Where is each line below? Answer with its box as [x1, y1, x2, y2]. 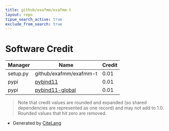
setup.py [8, 70, 29, 77]
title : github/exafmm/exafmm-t [5, 7, 72, 13]
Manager [8, 62, 30, 69]
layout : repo [5, 12, 33, 17]
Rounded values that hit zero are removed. [17, 110, 107, 116]
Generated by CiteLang [12, 120, 62, 126]
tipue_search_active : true [5, 17, 62, 22]
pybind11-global [35, 86, 76, 94]
